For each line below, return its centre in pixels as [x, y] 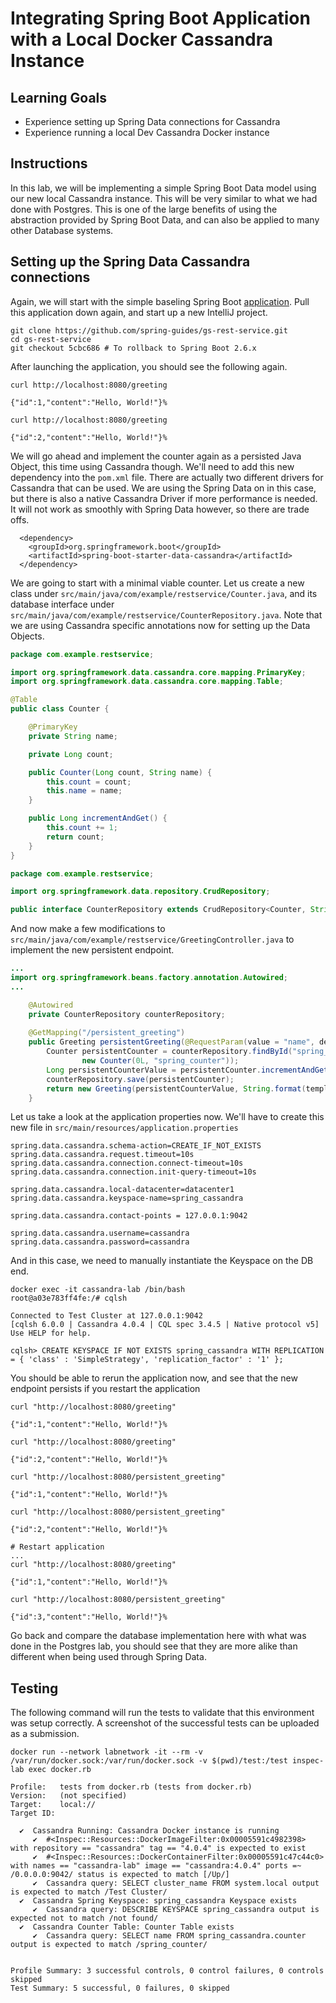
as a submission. [45, 1734]
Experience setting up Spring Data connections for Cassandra [152, 121]
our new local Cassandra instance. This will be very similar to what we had [164, 198]
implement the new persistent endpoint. [92, 950]
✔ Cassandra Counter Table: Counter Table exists [127, 1927]
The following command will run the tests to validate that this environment [162, 1713]
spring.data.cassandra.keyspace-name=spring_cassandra [127, 1198]
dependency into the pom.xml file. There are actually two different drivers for [167, 477]
